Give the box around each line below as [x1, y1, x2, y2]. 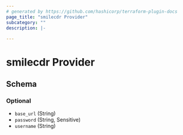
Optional [6, 96, 31, 104]
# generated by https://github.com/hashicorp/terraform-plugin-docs [6, 8, 178, 15]
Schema [6, 79, 37, 89]
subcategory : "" [6, 19, 46, 25]
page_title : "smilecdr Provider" [6, 14, 88, 20]
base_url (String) [14, 110, 56, 117]
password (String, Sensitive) [14, 116, 81, 123]
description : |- [6, 25, 46, 31]
